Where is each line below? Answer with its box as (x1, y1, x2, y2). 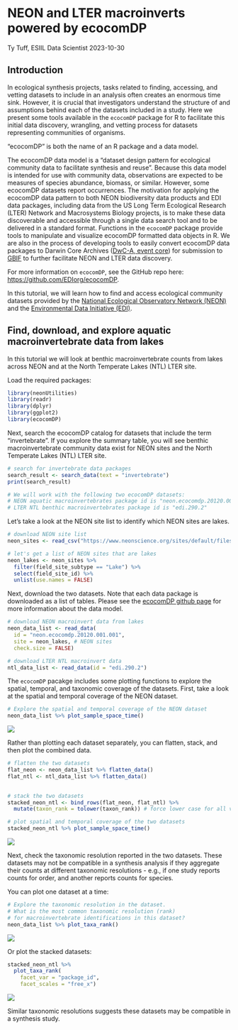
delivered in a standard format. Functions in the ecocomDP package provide (7, 224, 223, 232)
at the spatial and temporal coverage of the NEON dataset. (7, 692, 178, 701)
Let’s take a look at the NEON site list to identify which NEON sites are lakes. (7, 517, 230, 526)
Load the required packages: (7, 376, 92, 384)
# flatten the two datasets (7, 760, 91, 767)
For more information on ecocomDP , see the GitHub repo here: (7, 268, 184, 276)
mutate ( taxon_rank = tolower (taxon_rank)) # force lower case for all (13, 806, 227, 813)
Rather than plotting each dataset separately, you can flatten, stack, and (7, 738, 218, 747)
